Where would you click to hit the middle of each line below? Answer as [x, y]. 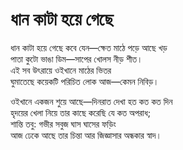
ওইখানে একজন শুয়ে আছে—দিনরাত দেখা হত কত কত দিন [91, 101]
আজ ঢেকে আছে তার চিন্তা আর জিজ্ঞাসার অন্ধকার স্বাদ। [86, 135]
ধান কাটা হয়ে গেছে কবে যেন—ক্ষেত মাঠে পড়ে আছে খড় [89, 47]
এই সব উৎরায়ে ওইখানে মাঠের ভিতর [61, 70]
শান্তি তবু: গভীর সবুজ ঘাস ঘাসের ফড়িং [63, 124]
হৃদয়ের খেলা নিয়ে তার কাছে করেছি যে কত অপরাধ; [80, 112]
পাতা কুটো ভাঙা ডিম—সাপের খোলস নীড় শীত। [76, 59]
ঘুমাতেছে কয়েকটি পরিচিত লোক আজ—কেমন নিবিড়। [85, 81]
